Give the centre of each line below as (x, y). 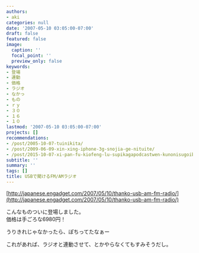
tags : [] (17, 171)
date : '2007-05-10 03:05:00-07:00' (50, 28)
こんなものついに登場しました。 (45, 212)
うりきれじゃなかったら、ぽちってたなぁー (58, 232)
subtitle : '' (22, 160)
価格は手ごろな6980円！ (36, 219)
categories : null (28, 22)
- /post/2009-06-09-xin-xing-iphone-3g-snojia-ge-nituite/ (81, 149)
